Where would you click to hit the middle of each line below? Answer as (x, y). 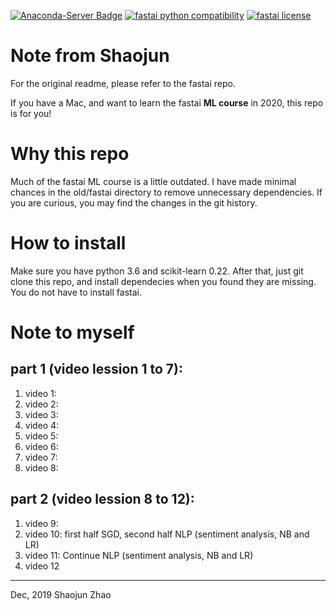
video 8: (41, 467)
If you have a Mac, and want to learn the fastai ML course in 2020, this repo (167, 102)
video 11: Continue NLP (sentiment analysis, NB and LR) (139, 555)
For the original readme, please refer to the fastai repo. (123, 83)
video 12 (42, 566)
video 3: (41, 414)
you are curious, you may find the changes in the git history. (134, 202)
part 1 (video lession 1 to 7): (96, 369)
